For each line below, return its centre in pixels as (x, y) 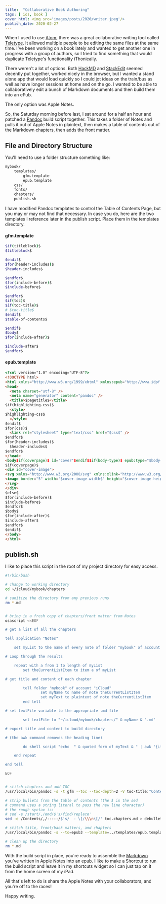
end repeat (25, 755)
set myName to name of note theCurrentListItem (90, 693)
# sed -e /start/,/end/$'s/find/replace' (48, 814)
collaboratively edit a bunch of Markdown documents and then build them (80, 89)
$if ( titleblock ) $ (23, 246)
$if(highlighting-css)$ (30, 405)
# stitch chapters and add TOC (37, 787)
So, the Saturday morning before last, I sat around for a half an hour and (78, 114)
